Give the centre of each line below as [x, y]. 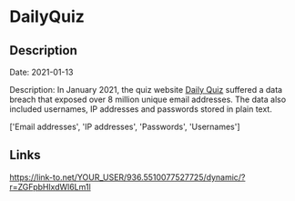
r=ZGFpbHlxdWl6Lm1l [50, 186]
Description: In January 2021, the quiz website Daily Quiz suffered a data [146, 90]
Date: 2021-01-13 [41, 72]
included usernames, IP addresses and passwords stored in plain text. [141, 109]
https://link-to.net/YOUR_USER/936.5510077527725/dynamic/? [127, 177]
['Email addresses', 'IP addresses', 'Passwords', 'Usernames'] [125, 126]
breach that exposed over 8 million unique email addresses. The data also [148, 99]
